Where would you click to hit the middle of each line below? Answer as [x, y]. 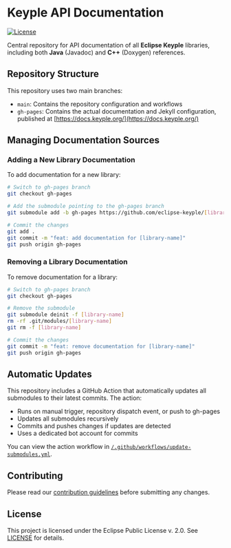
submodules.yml [29, 455]
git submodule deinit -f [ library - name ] [66, 315]
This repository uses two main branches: [65, 90]
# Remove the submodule [41, 308]
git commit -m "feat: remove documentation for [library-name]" [101, 346]
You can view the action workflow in [58, 447]
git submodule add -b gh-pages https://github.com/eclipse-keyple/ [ [107, 213]
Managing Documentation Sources [84, 140]
